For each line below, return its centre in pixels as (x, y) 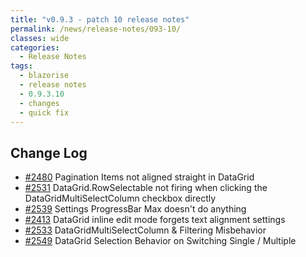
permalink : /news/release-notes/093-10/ (96, 29)
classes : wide (40, 38)
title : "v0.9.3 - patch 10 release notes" (100, 19)
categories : (35, 47)
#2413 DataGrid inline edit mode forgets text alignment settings (155, 220)
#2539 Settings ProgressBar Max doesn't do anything (135, 209)
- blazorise (44, 76)
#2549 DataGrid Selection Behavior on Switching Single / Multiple (160, 241)
